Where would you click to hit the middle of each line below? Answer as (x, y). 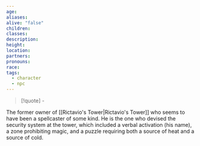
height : (16, 45)
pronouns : (19, 61)
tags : (13, 73)
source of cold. (25, 137)
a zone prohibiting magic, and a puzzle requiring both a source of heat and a (100, 131)
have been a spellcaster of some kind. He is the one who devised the (91, 119)
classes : (17, 34)
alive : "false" (25, 23)
